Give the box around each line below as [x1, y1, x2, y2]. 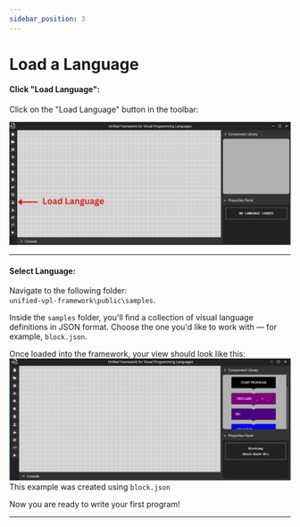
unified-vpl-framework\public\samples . [9, 295, 156, 306]
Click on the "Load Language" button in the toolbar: [9, 104, 199, 115]
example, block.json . [9, 331, 87, 342]
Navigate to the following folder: [9, 285, 128, 296]
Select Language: [9, 265, 76, 276]
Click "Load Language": [9, 84, 101, 95]
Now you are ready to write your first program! [9, 498, 180, 509]
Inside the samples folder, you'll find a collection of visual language [9, 312, 254, 323]
